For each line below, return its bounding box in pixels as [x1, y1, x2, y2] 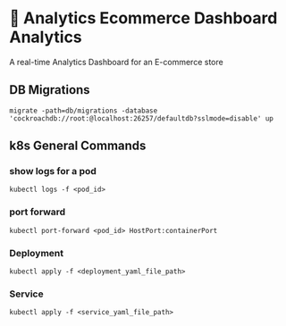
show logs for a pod [9, 165, 97, 178]
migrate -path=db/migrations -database [9, 106, 158, 115]
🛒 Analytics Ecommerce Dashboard [9, 8, 278, 29]
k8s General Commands [9, 138, 147, 154]
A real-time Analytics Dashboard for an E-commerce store [9, 56, 223, 67]
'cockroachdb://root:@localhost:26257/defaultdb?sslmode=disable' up [9, 113, 274, 123]
